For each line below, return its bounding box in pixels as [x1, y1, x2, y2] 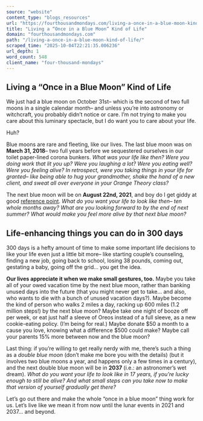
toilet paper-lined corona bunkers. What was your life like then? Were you [6, 154, 190, 161]
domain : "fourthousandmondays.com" [6, 31, 96, 38]
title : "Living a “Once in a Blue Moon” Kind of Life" [6, 25, 147, 32]
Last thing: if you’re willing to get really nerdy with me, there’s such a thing [6, 345, 192, 352]
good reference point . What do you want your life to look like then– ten [6, 197, 182, 205]
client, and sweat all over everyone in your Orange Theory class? [6, 179, 169, 187]
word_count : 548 [6, 54, 47, 60]
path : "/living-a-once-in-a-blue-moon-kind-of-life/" [6, 37, 145, 43]
